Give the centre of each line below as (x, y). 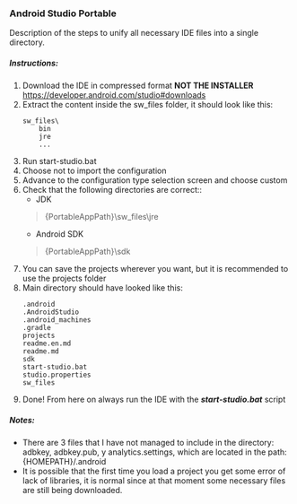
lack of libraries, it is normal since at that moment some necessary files (154, 481)
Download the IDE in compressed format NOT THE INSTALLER (138, 86)
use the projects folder (64, 278)
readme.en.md (47, 343)
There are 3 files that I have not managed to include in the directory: (148, 443)
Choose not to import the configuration (94, 171)
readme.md (41, 352)
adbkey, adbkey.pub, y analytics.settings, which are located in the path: (154, 452)
